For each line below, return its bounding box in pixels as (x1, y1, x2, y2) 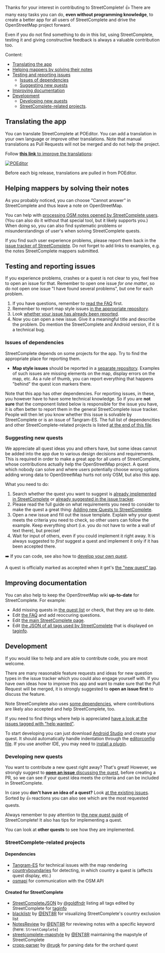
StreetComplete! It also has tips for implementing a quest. (5, 817, 123, 823)
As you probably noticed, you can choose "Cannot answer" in (5, 197, 131, 203)
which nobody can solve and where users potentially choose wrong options (5, 467, 160, 473)
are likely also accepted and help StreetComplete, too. (5, 706, 116, 712)
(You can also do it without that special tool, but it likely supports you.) (5, 217, 148, 223)
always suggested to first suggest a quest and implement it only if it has (12, 538, 159, 544)
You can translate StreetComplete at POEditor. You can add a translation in (5, 130, 157, 136)
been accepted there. (12, 543, 56, 550)
